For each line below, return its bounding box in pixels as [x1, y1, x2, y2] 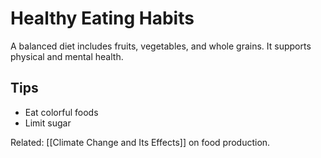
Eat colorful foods [24, 106, 99, 118]
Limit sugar [24, 117, 72, 129]
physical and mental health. [10, 50, 124, 62]
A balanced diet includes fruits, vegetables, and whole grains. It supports [10, 40, 312, 52]
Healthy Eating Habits [10, 7, 195, 30]
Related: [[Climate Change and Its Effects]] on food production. [10, 136, 271, 148]
